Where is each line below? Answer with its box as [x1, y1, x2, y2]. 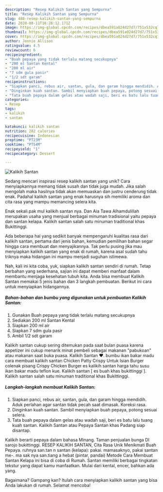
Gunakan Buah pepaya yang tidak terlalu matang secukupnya [12, 312, 135, 318]
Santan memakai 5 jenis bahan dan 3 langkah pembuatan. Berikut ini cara [5, 279, 152, 284]
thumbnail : [5, 30, 27, 34]
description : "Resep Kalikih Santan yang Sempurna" [5, 7, 112, 12]
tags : [5, 106, 16, 112]
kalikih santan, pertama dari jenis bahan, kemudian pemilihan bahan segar [5, 238, 153, 244]
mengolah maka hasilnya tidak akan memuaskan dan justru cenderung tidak [5, 188, 157, 194]
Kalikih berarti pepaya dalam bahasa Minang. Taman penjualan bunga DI [5, 437, 149, 443]
